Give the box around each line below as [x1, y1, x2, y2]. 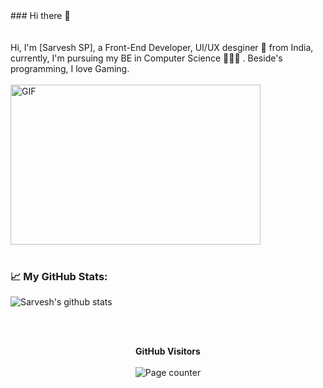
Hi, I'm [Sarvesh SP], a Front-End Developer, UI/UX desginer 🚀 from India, [10, 42, 314, 53]
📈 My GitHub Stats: [10, 269, 108, 283]
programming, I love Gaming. [10, 63, 130, 74]
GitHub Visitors [135, 345, 201, 358]
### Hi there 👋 [10, 10, 71, 21]
